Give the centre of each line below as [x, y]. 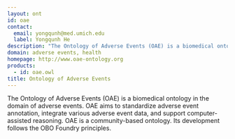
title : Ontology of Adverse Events [59, 79]
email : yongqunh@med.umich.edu [59, 33]
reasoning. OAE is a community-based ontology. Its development [126, 121]
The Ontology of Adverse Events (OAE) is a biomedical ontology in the [108, 98]
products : [22, 66]
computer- [202, 113]
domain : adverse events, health [54, 53]
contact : [20, 27]
